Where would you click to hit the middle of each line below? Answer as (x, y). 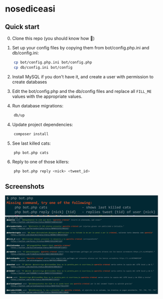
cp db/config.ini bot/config (43, 67)
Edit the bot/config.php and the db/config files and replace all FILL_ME (82, 91)
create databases (29, 82)
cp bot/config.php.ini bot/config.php (53, 62)
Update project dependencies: (42, 124)
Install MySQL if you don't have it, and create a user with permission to (83, 76)
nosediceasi (30, 9)
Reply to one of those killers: (41, 162)
